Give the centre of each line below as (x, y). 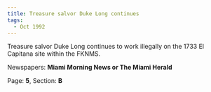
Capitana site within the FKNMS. (54, 54)
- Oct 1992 (29, 26)
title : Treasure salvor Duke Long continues (73, 14)
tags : (15, 20)
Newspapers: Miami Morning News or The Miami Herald (90, 68)
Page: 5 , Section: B (35, 81)
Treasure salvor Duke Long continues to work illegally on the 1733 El (106, 47)
